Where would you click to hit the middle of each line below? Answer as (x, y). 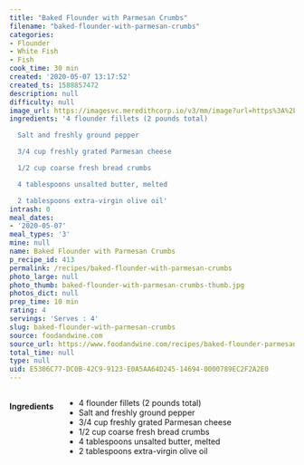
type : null (30, 361)
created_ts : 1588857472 (54, 85)
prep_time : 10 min (44, 302)
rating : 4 (28, 310)
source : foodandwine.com (56, 335)
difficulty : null (42, 102)
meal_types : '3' (40, 235)
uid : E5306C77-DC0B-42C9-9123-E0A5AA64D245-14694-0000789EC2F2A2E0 (139, 369)
